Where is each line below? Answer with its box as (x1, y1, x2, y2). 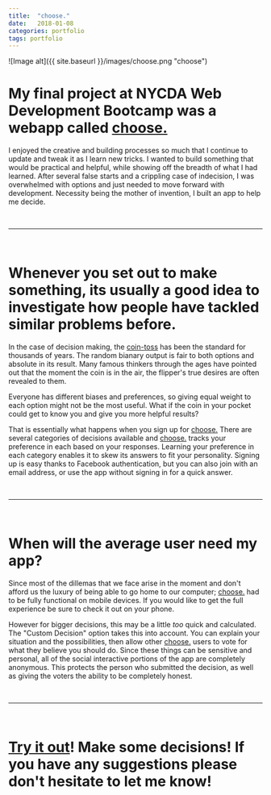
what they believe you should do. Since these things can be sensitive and (8, 646, 252, 656)
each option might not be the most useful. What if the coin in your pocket (8, 401, 252, 410)
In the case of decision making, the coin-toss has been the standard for (8, 342, 246, 352)
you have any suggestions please (8, 755, 238, 774)
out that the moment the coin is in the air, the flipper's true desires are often (8, 368, 260, 377)
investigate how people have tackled (8, 298, 260, 317)
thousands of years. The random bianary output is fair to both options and (8, 351, 255, 360)
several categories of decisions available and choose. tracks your (8, 433, 227, 443)
